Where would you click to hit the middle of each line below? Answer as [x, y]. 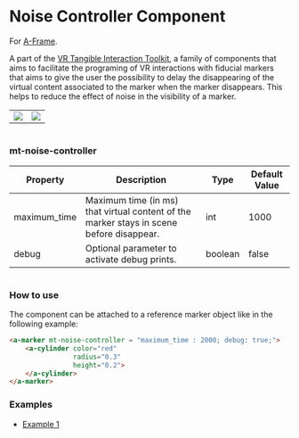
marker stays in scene [131, 222]
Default [267, 174]
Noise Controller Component [117, 17]
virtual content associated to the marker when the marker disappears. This [146, 87]
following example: [44, 324]
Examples [31, 405]
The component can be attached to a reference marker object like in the [141, 315]
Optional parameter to [131, 248]
